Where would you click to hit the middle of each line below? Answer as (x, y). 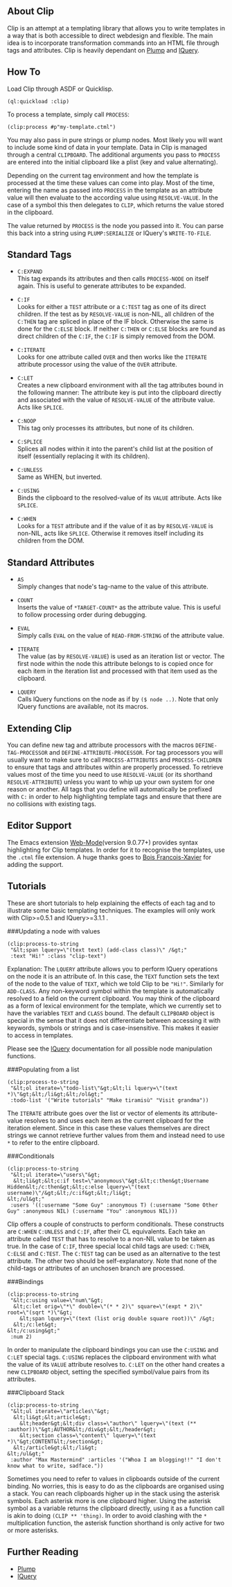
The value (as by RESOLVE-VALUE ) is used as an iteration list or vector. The (121, 656)
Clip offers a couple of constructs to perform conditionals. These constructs (116, 1224)
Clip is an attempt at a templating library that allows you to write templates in (116, 28)
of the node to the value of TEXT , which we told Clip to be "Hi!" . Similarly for (115, 983)
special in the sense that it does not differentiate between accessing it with (114, 1020)
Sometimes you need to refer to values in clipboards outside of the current (114, 1478)
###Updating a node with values (54, 931)
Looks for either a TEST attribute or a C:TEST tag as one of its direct (111, 307)
